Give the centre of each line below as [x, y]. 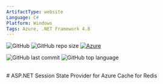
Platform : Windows [29, 23]
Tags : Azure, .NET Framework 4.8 [48, 29]
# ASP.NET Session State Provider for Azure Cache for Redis [82, 76]
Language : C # [23, 18]
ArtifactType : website [35, 12]
